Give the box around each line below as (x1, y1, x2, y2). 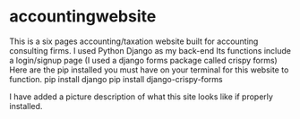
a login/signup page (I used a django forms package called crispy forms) (9, 55, 278, 65)
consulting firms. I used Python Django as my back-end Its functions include (9, 45, 291, 55)
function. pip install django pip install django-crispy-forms (9, 73, 223, 84)
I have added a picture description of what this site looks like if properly (9, 91, 273, 102)
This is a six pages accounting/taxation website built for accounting (9, 36, 259, 47)
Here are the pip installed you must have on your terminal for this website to (9, 64, 289, 75)
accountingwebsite (9, 6, 157, 27)
